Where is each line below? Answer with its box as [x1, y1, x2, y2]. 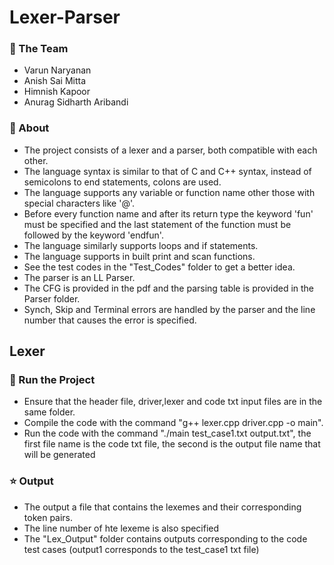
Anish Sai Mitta [23, 75, 87, 87]
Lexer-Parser [9, 6, 121, 29]
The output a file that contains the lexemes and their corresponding [23, 501, 302, 513]
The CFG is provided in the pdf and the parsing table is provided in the [23, 282, 315, 294]
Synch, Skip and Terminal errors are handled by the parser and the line [23, 303, 316, 315]
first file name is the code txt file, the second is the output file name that [23, 438, 321, 450]
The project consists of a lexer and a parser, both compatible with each [23, 144, 318, 156]
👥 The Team [9, 42, 69, 56]
